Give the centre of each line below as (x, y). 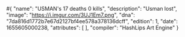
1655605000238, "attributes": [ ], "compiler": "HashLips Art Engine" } (92, 27)
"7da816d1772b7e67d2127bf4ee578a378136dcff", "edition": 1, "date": (92, 21)
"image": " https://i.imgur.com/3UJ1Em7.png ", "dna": (71, 15)
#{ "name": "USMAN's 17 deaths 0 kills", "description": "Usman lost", (92, 9)
